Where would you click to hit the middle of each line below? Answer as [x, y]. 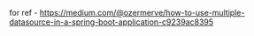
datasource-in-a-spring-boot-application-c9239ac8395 [112, 22]
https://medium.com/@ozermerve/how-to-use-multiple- [142, 13]
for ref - [23, 13]
